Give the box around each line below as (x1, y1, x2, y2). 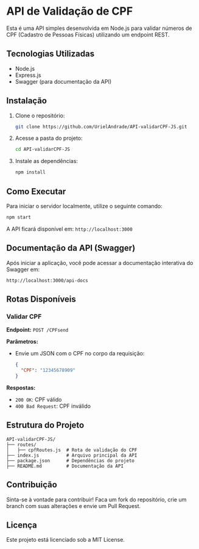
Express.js (15, 71, 41, 79)
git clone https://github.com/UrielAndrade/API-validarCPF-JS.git (15, 123, 187, 129)
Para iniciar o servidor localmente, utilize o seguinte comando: (6, 203, 163, 209)
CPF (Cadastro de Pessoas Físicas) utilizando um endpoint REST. (6, 31, 170, 38)
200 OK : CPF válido (15, 396, 62, 403)
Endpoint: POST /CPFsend (6, 326, 69, 333)
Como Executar (6, 186, 66, 197)
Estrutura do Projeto (6, 420, 85, 431)
